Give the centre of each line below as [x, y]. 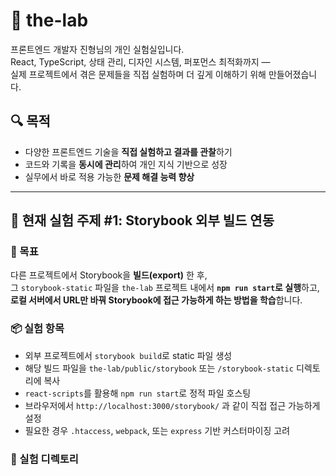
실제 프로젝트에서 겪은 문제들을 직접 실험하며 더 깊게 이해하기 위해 [138, 74]
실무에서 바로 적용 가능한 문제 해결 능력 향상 [109, 176]
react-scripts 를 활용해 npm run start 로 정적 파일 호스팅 [138, 393]
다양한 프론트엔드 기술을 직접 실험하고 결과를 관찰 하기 [128, 151]
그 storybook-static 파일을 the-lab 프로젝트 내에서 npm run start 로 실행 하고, [165, 288]
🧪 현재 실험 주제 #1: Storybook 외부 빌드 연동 [142, 220]
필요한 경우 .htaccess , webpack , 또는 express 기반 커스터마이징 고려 [157, 430]
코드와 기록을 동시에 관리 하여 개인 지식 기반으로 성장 [126, 164]
